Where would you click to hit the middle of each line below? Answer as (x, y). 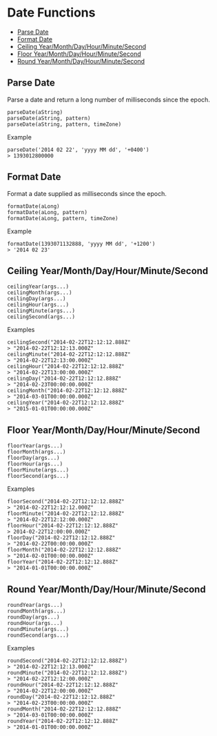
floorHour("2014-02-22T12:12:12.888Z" (63, 526)
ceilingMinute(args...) (41, 311)
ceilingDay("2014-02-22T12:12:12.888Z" (64, 379)
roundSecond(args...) (38, 635)
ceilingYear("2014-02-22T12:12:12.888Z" (66, 403)
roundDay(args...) (33, 617)
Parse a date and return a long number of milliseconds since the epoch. (108, 99)
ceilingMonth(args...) (40, 293)
